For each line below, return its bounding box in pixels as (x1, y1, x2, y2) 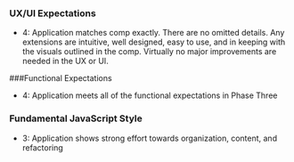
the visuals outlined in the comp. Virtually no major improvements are (21, 46, 277, 57)
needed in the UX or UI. (21, 56, 109, 67)
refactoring (21, 142, 64, 153)
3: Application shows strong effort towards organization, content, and (21, 133, 278, 143)
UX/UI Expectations (9, 7, 96, 20)
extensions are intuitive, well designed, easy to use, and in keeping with (21, 36, 286, 47)
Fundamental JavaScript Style (9, 112, 143, 125)
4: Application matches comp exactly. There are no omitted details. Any (21, 28, 285, 38)
